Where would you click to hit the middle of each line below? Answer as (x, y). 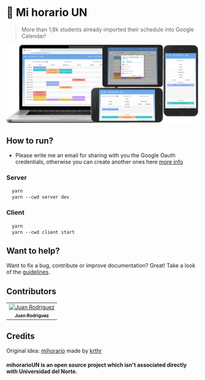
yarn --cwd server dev (41, 197)
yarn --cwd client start (43, 232)
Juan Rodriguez (32, 315)
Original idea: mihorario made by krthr (54, 351)
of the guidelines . (28, 272)
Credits (21, 336)
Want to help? (33, 251)
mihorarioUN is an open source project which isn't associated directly (97, 365)
